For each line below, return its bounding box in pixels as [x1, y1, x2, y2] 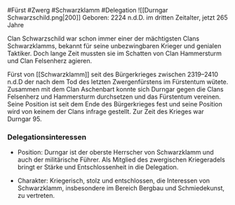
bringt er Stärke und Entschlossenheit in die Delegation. [17, 163, 179, 171]
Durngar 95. [7, 115, 42, 123]
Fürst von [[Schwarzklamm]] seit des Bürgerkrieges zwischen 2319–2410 [7, 70, 219, 78]
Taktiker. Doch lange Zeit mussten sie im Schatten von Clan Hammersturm [7, 49, 222, 57]
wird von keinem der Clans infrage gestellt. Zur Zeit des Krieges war [7, 108, 205, 115]
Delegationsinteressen [7, 132, 86, 142]
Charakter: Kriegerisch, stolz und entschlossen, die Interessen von [17, 176, 210, 185]
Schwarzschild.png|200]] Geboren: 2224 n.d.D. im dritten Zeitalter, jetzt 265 [7, 13, 228, 22]
